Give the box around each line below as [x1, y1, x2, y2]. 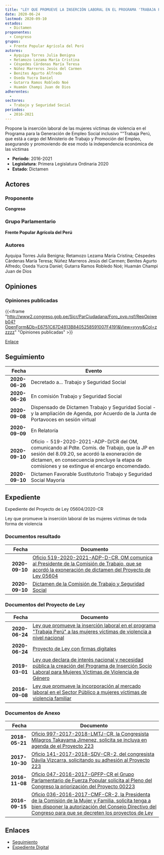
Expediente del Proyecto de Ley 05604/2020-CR [5, 506, 103, 512]
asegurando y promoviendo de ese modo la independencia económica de [5, 141, 154, 147]
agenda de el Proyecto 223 [31, 743, 94, 750]
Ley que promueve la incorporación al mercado [32, 683, 141, 689]
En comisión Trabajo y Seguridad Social [31, 393, 122, 400]
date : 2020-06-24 [5, 12, 41, 17]
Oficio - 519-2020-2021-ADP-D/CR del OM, [31, 438, 139, 445]
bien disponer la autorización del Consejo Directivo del [31, 804, 157, 810]
